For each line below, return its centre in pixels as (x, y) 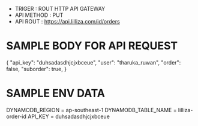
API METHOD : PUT (39, 15)
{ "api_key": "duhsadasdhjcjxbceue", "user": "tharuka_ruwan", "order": (94, 62)
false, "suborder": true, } (37, 69)
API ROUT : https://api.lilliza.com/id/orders (67, 21)
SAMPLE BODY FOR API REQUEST (92, 46)
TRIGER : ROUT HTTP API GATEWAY (60, 9)
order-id (16, 116)
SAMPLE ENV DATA (55, 93)
